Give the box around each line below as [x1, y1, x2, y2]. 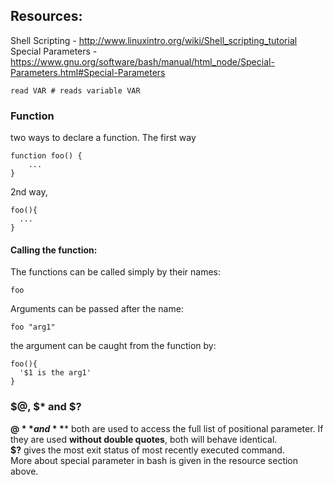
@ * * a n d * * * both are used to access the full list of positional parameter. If [10, 422, 324, 434]
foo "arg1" [10, 322, 56, 333]
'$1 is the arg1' [19, 368, 92, 378]
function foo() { [10, 151, 83, 161]
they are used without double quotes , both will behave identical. [10, 433, 278, 445]
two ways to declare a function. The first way [10, 132, 197, 144]
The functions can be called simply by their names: [10, 266, 222, 278]
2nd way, [10, 186, 48, 198]
